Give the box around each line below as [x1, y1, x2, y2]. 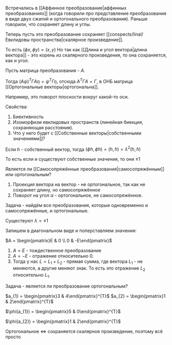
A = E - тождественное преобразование [12, 247, 102, 254]
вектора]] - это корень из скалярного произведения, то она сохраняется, [5, 52, 167, 58]
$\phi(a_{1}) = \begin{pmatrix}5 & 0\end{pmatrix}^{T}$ [5, 308, 121, 314]
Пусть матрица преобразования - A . [5, 67, 86, 73]
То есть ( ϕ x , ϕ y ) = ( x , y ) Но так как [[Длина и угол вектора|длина [5, 47, 147, 52]
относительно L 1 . [12, 272, 50, 279]
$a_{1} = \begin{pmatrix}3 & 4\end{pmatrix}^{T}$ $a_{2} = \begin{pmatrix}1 [5, 293, 166, 299]
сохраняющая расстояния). [12, 124, 73, 130]
